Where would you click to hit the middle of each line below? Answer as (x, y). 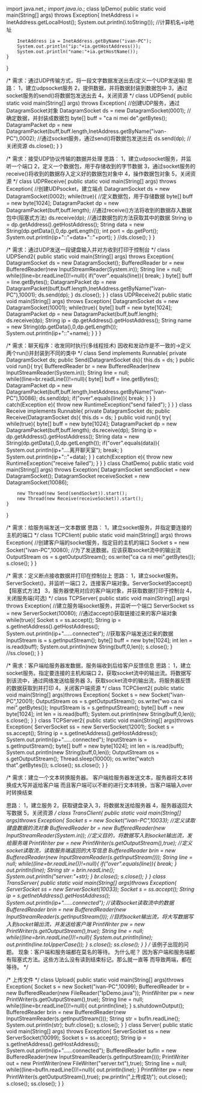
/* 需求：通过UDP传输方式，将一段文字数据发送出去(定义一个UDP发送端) (96, 80)
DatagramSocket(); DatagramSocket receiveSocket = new (78, 476)
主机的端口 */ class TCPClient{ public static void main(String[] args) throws (99, 535)
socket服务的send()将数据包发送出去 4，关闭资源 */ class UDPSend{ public (99, 95)
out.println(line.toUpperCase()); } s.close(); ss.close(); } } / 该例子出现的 (95, 944)
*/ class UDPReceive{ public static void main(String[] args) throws (95, 181)
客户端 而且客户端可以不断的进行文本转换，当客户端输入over (118, 785)
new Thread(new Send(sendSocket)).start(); (72, 493)
